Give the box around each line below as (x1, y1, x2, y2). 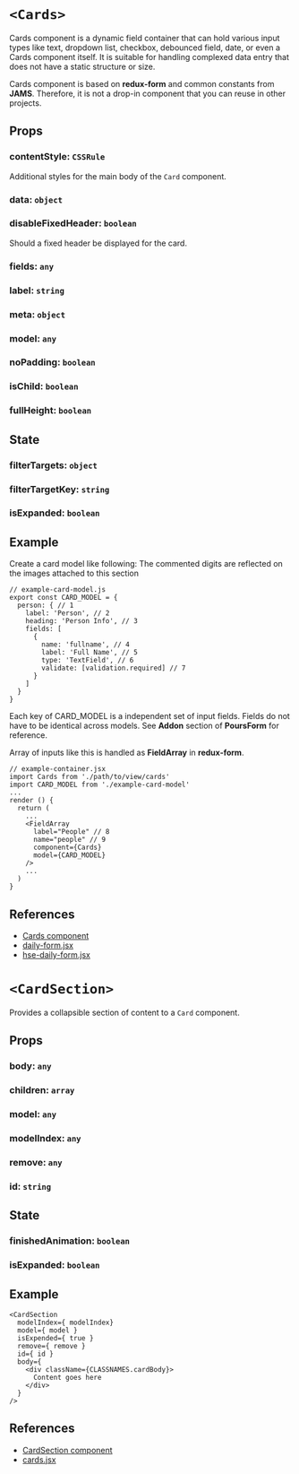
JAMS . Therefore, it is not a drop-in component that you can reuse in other (9, 88, 286, 99)
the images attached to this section (9, 568, 139, 579)
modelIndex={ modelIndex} (17, 1318, 115, 1327)
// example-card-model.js (9, 585, 106, 594)
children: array (9, 1084, 75, 1097)
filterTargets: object (9, 459, 98, 472)
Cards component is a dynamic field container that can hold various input (9, 32, 280, 43)
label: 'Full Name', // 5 (41, 648, 139, 657)
